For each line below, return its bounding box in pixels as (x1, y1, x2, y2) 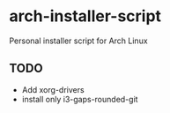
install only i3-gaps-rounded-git (21, 94, 138, 104)
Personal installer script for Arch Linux (9, 35, 148, 46)
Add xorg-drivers (21, 84, 85, 94)
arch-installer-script (9, 6, 161, 26)
